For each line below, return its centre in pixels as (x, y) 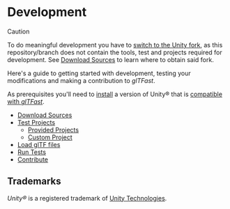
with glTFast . (26, 101)
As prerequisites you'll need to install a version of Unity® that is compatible (115, 94)
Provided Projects (53, 130)
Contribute (33, 159)
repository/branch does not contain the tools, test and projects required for (115, 52)
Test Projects (36, 122)
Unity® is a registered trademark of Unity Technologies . (87, 198)
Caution (18, 31)
